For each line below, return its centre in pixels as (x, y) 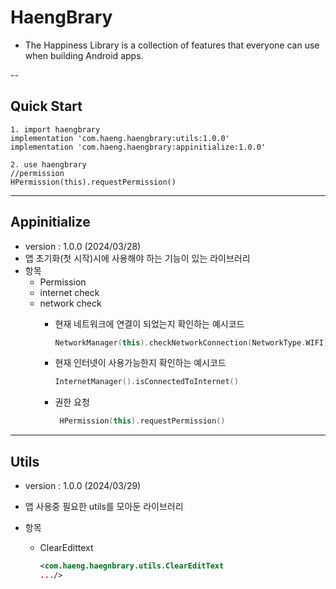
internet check (69, 292)
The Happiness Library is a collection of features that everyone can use (172, 45)
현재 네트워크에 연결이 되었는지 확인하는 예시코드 (149, 323)
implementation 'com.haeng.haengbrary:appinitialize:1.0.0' (138, 147)
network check (70, 303)
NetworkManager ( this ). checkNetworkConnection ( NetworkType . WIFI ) (191, 342)
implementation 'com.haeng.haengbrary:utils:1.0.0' (120, 138)
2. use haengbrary (48, 164)
